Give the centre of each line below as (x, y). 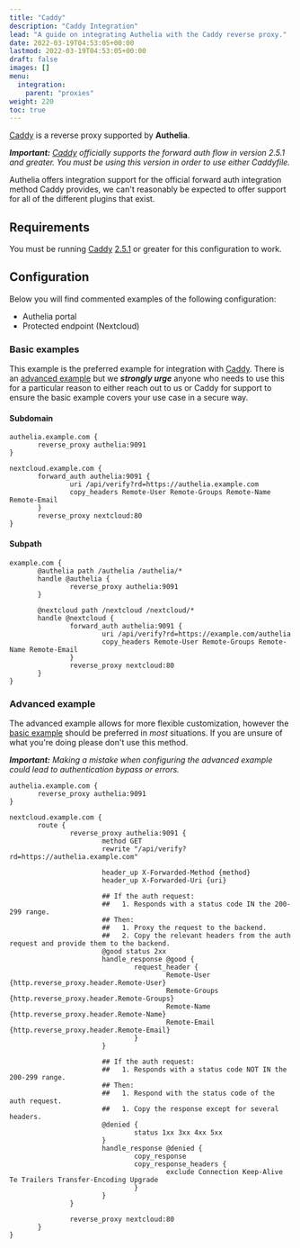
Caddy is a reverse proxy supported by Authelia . (100, 135)
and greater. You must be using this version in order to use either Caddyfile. (150, 162)
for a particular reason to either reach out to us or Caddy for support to (141, 388)
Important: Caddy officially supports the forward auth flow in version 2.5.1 (147, 153)
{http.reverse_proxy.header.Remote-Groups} (92, 999)
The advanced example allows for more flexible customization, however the (149, 723)
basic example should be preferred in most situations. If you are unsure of (146, 733)
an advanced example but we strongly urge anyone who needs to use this (147, 378)
